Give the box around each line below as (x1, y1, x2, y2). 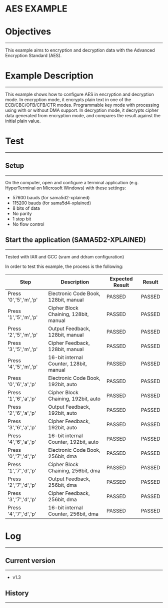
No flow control (12, 221, 44, 227)
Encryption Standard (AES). (5, 53, 62, 59)
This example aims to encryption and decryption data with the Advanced (5, 47, 155, 53)
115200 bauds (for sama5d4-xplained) (12, 200, 91, 206)
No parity (12, 210, 32, 216)
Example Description (5, 70, 93, 82)
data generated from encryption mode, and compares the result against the (5, 113, 161, 119)
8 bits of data (12, 205, 40, 211)
